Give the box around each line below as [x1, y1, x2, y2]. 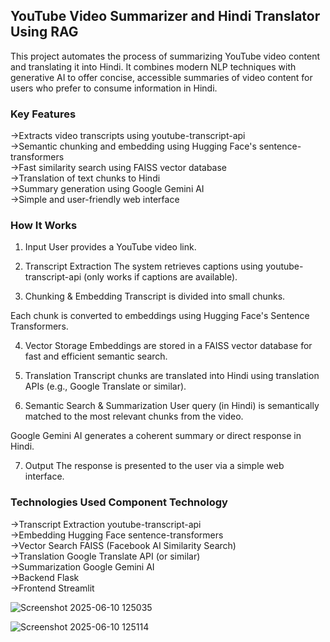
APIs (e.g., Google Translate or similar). [24, 380, 187, 393]
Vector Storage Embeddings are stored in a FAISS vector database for [24, 340, 313, 352]
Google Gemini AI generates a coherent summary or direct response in [10, 430, 302, 442]
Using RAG [10, 24, 79, 41]
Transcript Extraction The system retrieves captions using [24, 260, 264, 273]
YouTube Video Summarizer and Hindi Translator [10, 8, 321, 25]
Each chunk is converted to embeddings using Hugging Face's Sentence [10, 310, 310, 322]
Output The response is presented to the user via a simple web [24, 460, 285, 472]
